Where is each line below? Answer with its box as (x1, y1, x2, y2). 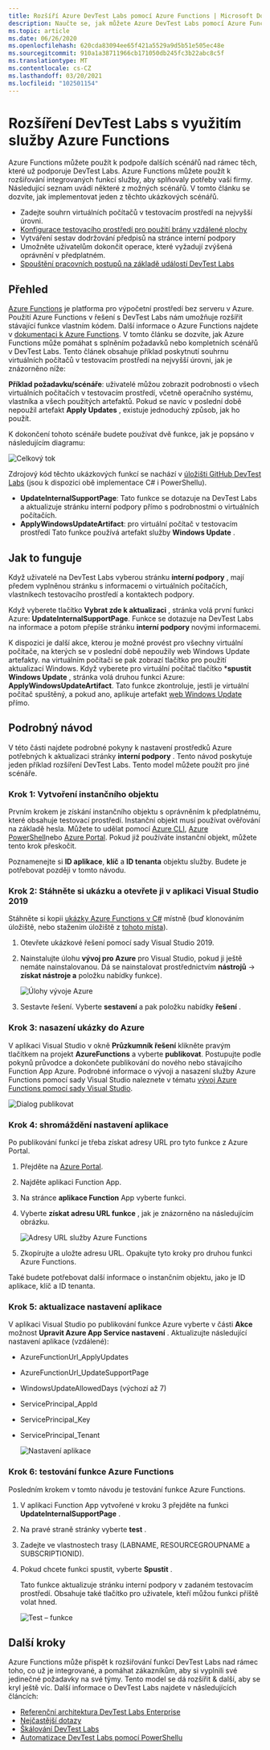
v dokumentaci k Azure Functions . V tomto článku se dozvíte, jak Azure (8, 330, 244, 340)
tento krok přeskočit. (8, 841, 77, 851)
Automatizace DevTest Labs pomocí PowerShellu (19, 1733, 183, 1743)
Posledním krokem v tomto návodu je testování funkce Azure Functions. (8, 1485, 246, 1494)
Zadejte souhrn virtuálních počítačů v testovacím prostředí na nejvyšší (19, 207, 253, 218)
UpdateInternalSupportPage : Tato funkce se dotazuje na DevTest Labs (19, 494, 257, 503)
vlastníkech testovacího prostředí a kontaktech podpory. (8, 590, 194, 599)
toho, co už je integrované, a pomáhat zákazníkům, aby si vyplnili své (8, 1666, 238, 1676)
